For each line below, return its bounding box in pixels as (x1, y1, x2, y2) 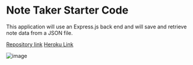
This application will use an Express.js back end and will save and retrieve (6, 23, 187, 30)
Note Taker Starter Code (6, 4, 129, 17)
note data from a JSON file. (6, 29, 73, 36)
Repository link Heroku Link (6, 41, 74, 48)
